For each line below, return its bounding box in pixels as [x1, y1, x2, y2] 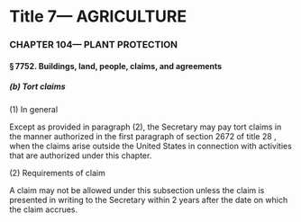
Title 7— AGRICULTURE [9, 6, 187, 27]
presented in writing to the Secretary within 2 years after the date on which [9, 194, 288, 205]
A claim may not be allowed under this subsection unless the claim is [9, 184, 265, 195]
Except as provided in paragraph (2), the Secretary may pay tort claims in [9, 121, 282, 132]
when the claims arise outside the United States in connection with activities [9, 140, 293, 151]
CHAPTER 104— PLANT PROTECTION [9, 39, 178, 51]
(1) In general [9, 103, 59, 114]
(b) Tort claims [9, 81, 66, 92]
